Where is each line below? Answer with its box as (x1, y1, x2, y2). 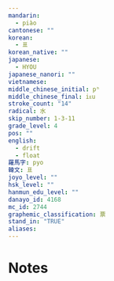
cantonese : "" (8, 26, 55, 34)
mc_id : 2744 (8, 203, 47, 211)
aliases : (8, 225, 37, 234)
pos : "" (8, 129, 34, 137)
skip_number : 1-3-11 (8, 115, 76, 123)
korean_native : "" (8, 48, 68, 56)
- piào (15, 19, 37, 27)
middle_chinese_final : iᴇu (8, 93, 96, 101)
